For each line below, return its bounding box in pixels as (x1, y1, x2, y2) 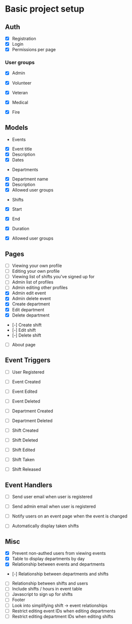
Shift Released (12, 466, 41, 472)
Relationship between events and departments (12, 561, 105, 567)
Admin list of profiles (12, 279, 54, 285)
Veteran (12, 89, 28, 95)
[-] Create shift (12, 322, 42, 328)
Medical (12, 99, 28, 105)
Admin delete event (12, 296, 51, 302)
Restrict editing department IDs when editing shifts (12, 613, 114, 619)
